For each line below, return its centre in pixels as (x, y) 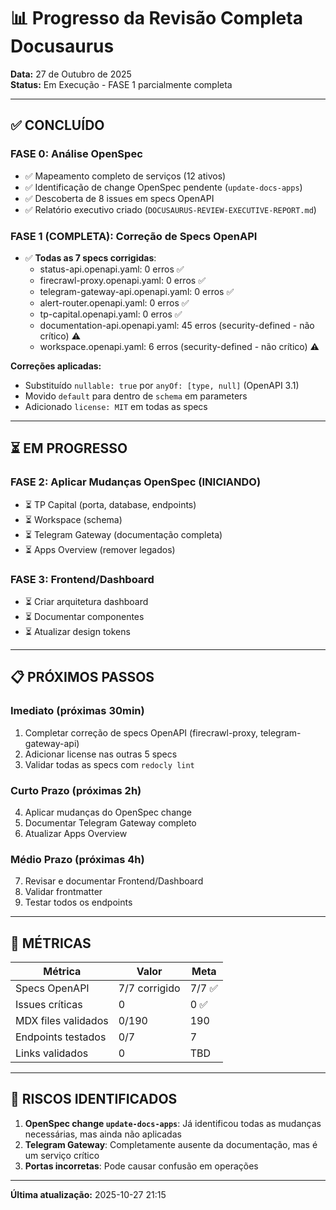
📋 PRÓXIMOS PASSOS (82, 677)
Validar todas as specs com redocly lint (109, 764)
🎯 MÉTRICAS (51, 943)
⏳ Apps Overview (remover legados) (100, 549)
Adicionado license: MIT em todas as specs (116, 406)
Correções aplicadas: (56, 366)
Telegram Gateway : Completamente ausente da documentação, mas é (171, 1144)
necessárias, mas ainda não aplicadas (103, 1134)
